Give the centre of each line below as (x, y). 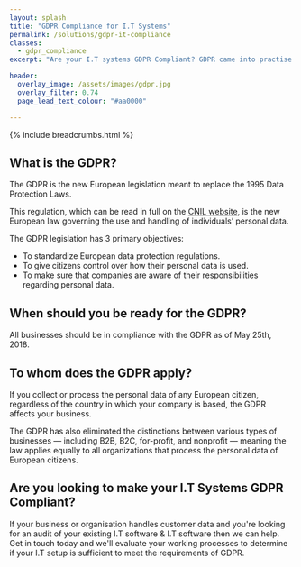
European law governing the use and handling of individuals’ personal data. (149, 221)
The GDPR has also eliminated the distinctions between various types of (143, 431)
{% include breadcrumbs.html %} (71, 134)
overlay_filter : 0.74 (58, 92)
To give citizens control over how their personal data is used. (136, 266)
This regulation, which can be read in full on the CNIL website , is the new (145, 212)
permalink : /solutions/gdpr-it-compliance (90, 34)
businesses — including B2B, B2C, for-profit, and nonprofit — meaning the (148, 440)
